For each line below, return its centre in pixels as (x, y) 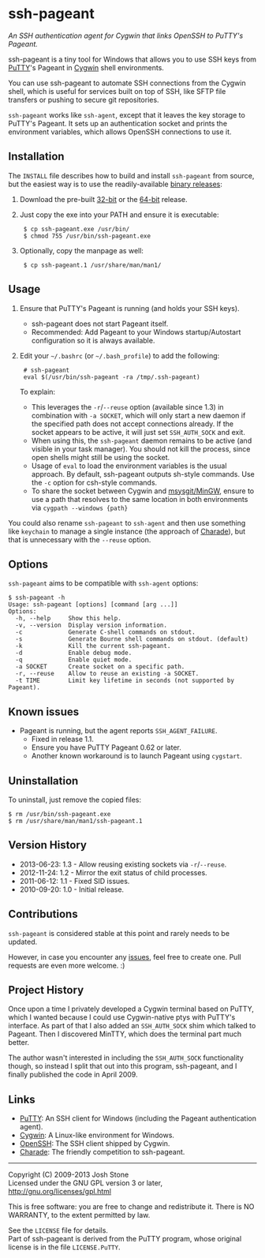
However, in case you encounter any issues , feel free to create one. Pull (125, 957)
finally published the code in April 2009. (73, 1075)
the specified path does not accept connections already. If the (132, 424)
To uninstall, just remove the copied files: (75, 799)
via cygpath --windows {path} (80, 507)
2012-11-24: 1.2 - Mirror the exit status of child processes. (113, 872)
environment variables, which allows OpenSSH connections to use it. (120, 132)
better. (19, 1043)
